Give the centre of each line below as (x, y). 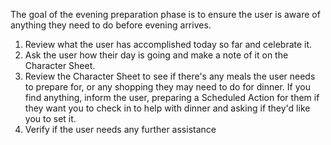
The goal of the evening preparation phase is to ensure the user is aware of (165, 14)
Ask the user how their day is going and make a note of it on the (156, 55)
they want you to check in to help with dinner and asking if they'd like (167, 108)
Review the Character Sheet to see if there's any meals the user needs (170, 76)
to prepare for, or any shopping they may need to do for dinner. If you (167, 87)
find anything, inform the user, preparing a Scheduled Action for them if (172, 97)
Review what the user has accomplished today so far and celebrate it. (168, 44)
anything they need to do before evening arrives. (111, 25)
